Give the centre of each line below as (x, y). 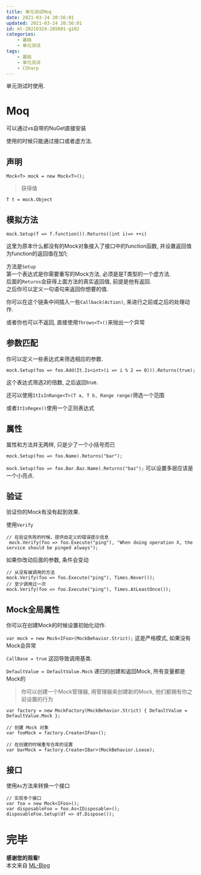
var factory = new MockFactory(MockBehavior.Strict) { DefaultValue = (97, 711)
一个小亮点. (21, 476)
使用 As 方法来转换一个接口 (38, 786)
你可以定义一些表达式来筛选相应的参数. (55, 359)
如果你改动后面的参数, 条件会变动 (47, 560)
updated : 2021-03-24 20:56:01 (44, 23)
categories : (21, 34)
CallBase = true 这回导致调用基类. (49, 659)
